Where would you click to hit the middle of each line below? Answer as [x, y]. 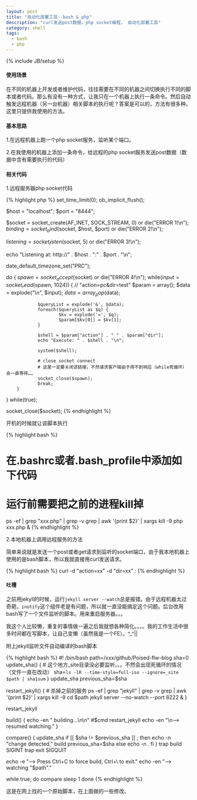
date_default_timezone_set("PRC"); [48, 266]
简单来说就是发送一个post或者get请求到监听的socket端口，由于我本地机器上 [98, 551]
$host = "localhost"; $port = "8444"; [50, 211]
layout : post [22, 11]
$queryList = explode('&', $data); [81, 305]
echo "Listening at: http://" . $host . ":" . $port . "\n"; [69, 255]
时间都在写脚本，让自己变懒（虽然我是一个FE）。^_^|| [74, 633]
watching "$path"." [29, 767]
